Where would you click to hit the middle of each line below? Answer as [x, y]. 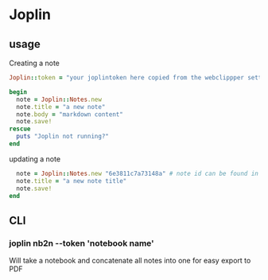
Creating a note [35, 63]
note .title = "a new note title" [72, 181]
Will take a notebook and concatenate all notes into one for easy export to [130, 261]
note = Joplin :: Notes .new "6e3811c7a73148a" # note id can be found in [138, 173]
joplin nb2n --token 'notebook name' [82, 243]
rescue [20, 129]
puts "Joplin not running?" [63, 137]
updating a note [35, 159]
